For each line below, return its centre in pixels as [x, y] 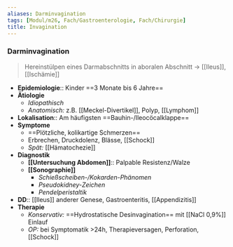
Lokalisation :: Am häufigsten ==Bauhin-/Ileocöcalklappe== [103, 117]
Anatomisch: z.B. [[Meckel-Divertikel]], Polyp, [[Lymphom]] [113, 110]
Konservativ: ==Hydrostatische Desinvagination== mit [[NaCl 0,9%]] [127, 214]
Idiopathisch [46, 102]
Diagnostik [34, 154]
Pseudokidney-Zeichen [72, 185]
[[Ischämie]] [42, 74]
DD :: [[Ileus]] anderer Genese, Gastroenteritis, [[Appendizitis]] [107, 199]
